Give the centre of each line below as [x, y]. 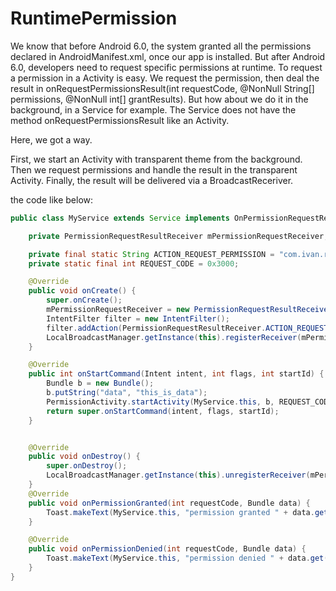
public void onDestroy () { [84, 457]
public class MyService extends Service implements [120, 218]
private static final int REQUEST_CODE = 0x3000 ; [134, 263]
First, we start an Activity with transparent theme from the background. [156, 159]
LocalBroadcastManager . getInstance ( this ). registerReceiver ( [174, 337]
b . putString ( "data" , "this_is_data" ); [127, 393]
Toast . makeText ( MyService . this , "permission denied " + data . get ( [187, 558]
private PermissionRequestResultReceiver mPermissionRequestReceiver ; [178, 236]
